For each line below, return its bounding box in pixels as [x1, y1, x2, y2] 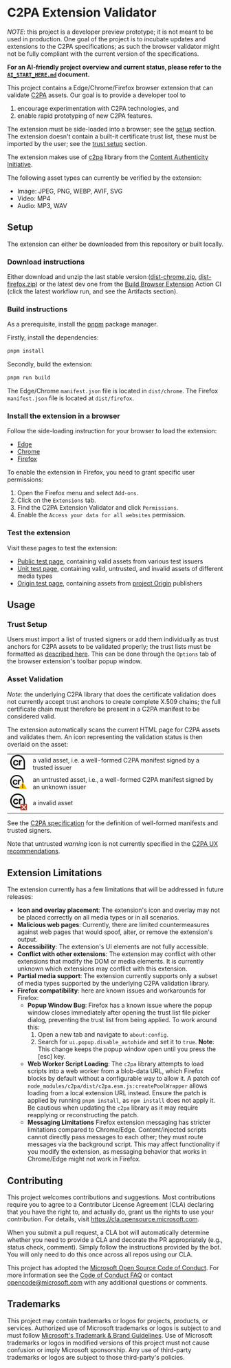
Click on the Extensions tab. [16, 496, 96, 504]
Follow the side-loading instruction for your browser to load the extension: [7, 427, 217, 435]
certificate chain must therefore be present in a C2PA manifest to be [7, 705, 201, 713]
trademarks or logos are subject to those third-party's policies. [7, 1353, 185, 1361]
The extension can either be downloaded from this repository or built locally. [7, 240, 223, 248]
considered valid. [7, 712, 56, 721]
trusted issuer [32, 763, 72, 772]
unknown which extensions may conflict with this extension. [16, 964, 188, 973]
